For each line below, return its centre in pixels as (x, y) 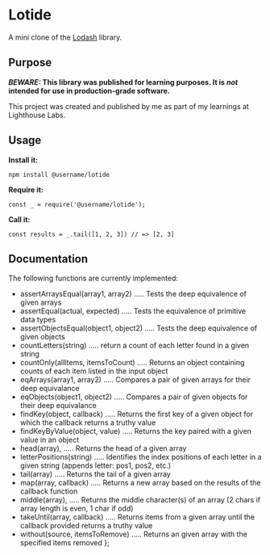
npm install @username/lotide (59, 174)
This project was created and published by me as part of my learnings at (129, 106)
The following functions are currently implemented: (93, 278)
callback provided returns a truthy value (86, 526)
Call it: (19, 219)
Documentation (48, 259)
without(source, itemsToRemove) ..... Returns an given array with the (133, 534)
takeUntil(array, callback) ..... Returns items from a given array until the (137, 517)
